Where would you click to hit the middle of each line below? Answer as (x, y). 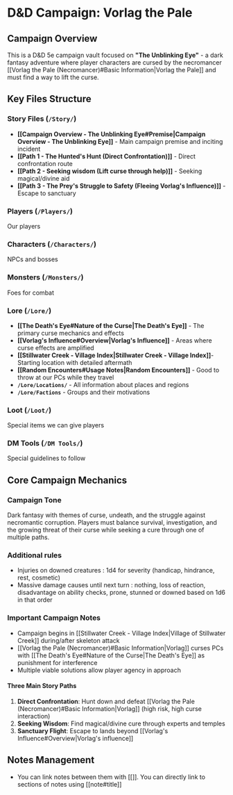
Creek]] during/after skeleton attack (68, 640)
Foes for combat (31, 293)
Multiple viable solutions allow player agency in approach (99, 670)
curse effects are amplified (56, 347)
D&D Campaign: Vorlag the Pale (100, 13)
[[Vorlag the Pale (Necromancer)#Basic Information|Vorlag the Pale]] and (112, 70)
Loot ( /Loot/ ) (29, 410)
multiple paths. (28, 537)
